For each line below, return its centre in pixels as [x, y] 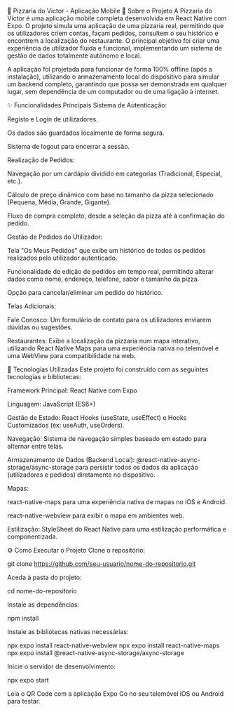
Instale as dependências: [43, 605]
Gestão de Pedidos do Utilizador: [55, 237]
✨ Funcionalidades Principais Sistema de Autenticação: [87, 105]
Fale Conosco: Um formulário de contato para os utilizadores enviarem [109, 320]
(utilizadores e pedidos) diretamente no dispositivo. [82, 475]
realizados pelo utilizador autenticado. [62, 258]
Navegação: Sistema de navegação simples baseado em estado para [107, 439]
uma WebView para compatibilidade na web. [71, 356]
